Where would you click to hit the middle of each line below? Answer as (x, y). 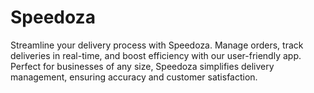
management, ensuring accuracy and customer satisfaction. (134, 77)
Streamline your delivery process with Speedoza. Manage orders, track (157, 45)
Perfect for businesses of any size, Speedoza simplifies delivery (142, 66)
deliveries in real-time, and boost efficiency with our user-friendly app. (156, 55)
